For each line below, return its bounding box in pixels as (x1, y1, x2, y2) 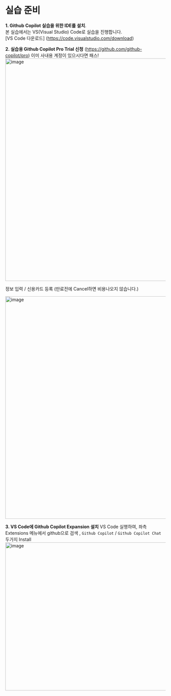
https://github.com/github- (86, 46, 142, 52)
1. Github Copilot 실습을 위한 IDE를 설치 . (5, 22, 87, 28)
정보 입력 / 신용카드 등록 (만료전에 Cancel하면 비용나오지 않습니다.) (5, 285, 139, 292)
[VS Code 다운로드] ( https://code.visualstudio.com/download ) (5, 35, 134, 41)
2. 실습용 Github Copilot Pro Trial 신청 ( (5, 46, 87, 52)
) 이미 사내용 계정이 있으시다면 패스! (27, 52, 99, 59)
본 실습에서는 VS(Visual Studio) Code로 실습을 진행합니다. (5, 28, 123, 35)
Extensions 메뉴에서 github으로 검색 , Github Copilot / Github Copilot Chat (5, 530, 161, 536)
